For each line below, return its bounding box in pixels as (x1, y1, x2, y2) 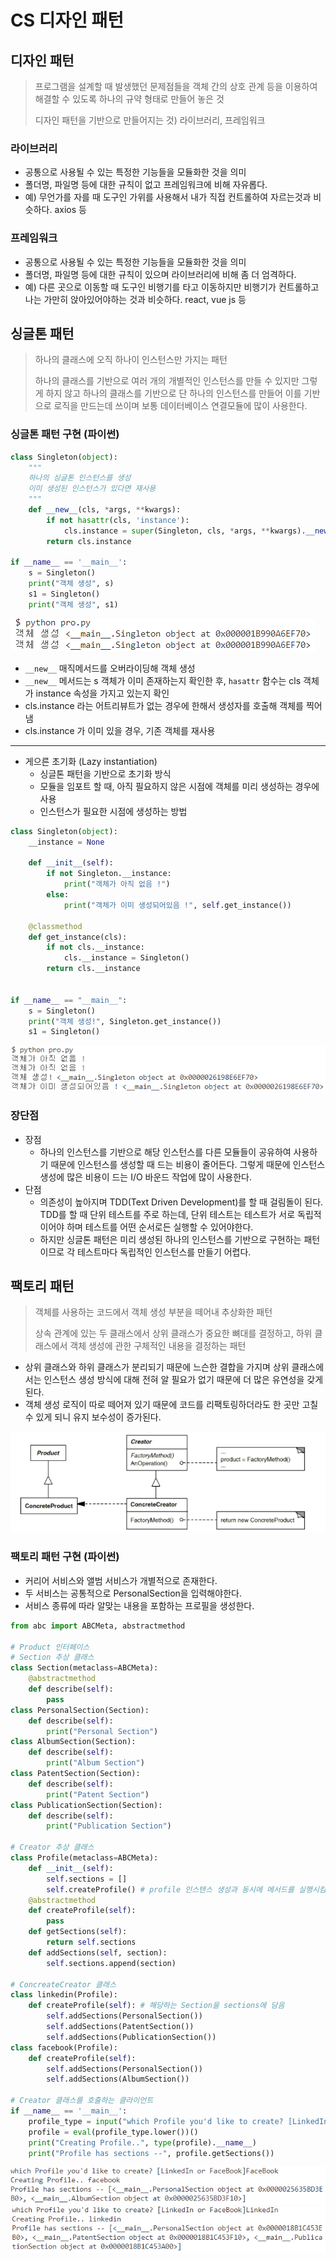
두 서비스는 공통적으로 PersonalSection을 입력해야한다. (24, 1587, 242, 1599)
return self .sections (46, 1937, 137, 1947)
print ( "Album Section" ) (46, 1758, 145, 1768)
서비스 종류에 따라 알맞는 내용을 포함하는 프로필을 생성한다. (24, 1599, 255, 1611)
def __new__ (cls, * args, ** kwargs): (28, 505, 182, 515)
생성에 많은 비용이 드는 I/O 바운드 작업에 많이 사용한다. (39, 1171, 252, 1183)
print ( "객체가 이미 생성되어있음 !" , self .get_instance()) (63, 900, 292, 910)
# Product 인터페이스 (10, 1642, 90, 1652)
